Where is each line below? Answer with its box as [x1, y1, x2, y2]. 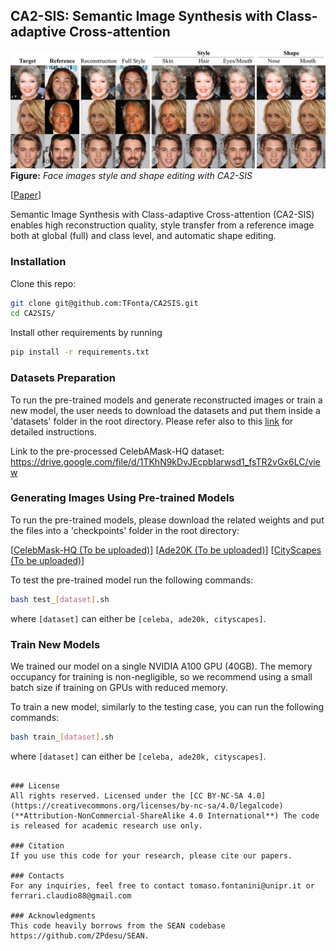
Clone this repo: [10, 277, 77, 289]
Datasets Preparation [10, 371, 116, 385]
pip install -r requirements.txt [10, 347, 150, 358]
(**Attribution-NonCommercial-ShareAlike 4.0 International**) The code [10, 810, 320, 821]
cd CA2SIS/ [10, 309, 56, 319]
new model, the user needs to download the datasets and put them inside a [10, 404, 321, 416]
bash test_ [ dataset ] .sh [10, 594, 110, 604]
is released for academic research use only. [10, 820, 203, 831]
